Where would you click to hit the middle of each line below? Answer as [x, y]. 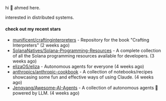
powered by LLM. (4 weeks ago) [46, 93]
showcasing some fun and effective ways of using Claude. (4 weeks [83, 77]
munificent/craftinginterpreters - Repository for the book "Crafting [81, 40]
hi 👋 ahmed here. [23, 8]
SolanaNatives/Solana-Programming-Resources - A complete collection [87, 50]
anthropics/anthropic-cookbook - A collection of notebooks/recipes [82, 72]
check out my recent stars [33, 29]
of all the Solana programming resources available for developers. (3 [83, 56]
